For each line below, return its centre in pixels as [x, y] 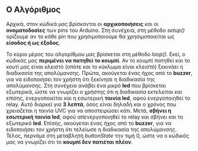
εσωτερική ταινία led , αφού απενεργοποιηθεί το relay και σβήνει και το [95, 117]
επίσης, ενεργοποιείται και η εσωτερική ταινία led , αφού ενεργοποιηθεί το [98, 98]
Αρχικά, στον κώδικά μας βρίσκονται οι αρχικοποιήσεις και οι [82, 24]
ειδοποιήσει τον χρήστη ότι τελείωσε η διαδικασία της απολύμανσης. [92, 129]
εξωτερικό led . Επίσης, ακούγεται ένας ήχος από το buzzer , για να [89, 123]
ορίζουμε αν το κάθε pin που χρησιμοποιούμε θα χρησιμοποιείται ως [90, 36]
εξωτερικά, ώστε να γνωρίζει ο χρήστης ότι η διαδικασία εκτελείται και [94, 91]
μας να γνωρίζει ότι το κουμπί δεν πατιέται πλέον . [69, 142]
